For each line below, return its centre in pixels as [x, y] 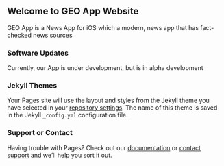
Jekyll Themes [32, 86]
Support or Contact [40, 133]
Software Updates [38, 53]
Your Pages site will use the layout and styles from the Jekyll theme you [109, 100]
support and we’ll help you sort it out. [60, 155]
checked [20, 35]
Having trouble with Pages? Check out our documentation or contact [104, 147]
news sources [53, 35]
